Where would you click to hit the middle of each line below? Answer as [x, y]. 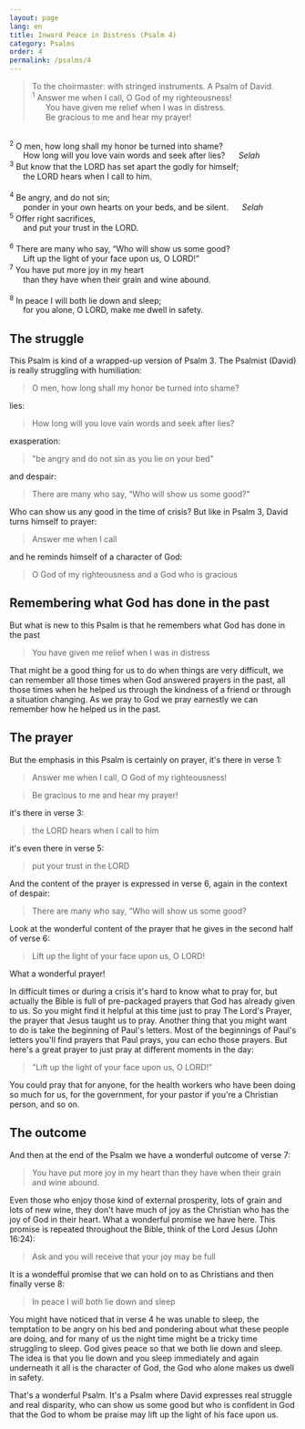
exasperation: [35, 441]
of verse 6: [30, 938]
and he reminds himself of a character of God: [96, 557]
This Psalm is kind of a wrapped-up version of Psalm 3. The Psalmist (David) [153, 360]
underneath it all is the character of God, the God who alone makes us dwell [152, 1367]
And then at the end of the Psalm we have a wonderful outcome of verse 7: [150, 1154]
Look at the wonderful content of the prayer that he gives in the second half [152, 928]
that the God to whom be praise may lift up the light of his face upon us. [144, 1414]
